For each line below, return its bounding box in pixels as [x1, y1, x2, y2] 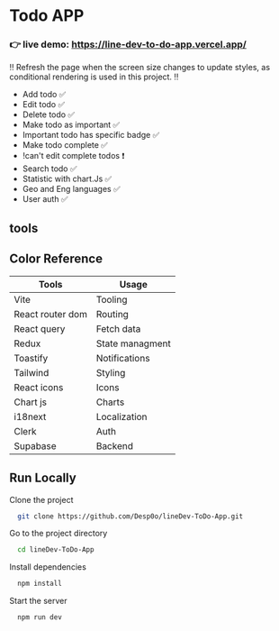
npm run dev [17, 613, 63, 622]
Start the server [9, 596, 67, 607]
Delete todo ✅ [22, 109, 75, 120]
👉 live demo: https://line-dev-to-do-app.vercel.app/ [9, 38, 247, 50]
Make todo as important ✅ [22, 119, 120, 131]
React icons [13, 380, 64, 393]
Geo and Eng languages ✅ [22, 184, 121, 195]
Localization [95, 410, 148, 423]
